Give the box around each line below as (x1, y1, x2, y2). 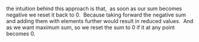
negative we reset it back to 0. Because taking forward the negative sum (6, 11, 186, 18)
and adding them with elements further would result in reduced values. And (6, 18, 194, 24)
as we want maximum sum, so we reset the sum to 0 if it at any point (6, 24, 175, 31)
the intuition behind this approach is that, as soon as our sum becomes (6, 5, 182, 12)
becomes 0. (6, 30, 36, 37)
